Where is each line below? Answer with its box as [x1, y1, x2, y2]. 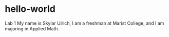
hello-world [5, 3, 56, 15]
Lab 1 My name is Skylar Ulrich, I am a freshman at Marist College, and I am [5, 20, 164, 26]
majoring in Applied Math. [5, 25, 60, 31]
